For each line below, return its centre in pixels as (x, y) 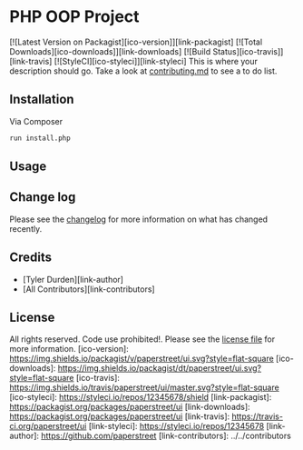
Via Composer (36, 121)
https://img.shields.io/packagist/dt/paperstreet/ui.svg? (159, 368)
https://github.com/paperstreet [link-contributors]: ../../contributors (166, 436)
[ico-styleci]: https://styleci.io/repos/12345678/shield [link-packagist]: (141, 397)
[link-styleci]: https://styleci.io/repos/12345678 (176, 426)
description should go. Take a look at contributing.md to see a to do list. (143, 71)
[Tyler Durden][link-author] (73, 279)
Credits (31, 258)
